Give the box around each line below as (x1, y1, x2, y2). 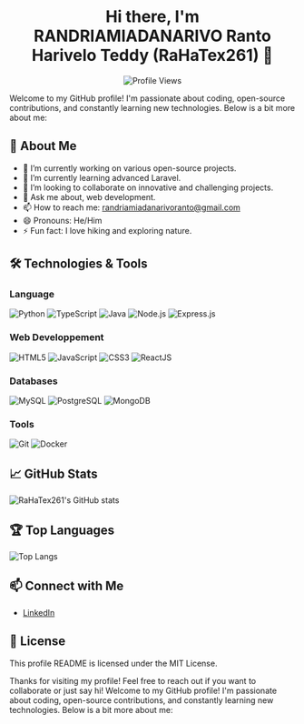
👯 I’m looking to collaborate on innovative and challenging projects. (22, 182, 274, 193)
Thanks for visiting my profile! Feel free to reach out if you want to (9, 675, 257, 686)
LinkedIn (22, 607, 55, 618)
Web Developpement (9, 331, 104, 344)
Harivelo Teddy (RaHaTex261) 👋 (31, 45, 274, 65)
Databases (9, 375, 58, 387)
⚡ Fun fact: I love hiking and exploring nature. (22, 225, 192, 236)
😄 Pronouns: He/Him (22, 215, 103, 226)
